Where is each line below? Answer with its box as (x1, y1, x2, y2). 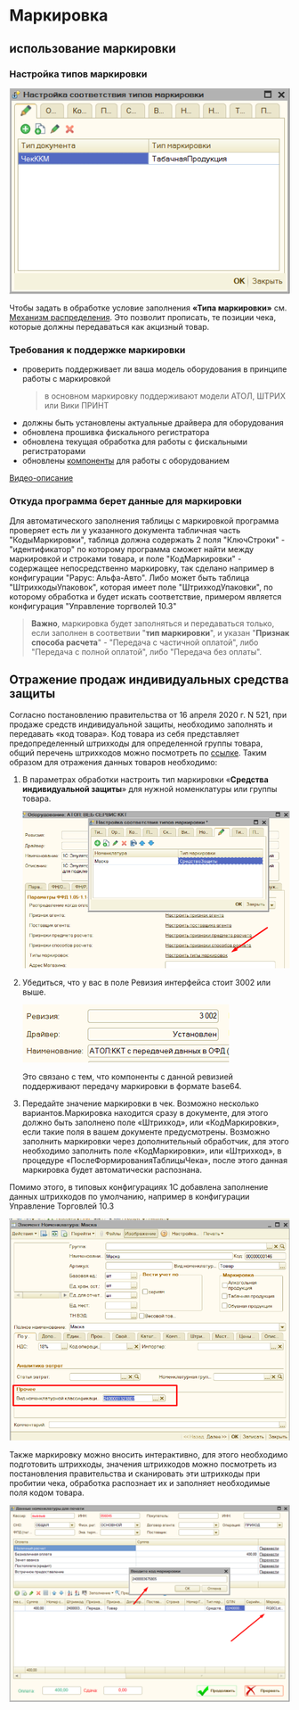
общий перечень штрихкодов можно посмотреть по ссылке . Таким (9, 748, 267, 758)
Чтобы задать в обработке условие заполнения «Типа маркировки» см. (9, 302, 287, 313)
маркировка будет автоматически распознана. (21, 1164, 203, 1175)
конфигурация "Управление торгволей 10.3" (9, 600, 177, 611)
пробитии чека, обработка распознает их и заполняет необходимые (9, 1477, 271, 1488)
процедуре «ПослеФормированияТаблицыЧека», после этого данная (21, 1154, 287, 1165)
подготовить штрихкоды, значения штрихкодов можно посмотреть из (9, 1458, 278, 1469)
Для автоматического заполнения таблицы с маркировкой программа (9, 515, 279, 526)
